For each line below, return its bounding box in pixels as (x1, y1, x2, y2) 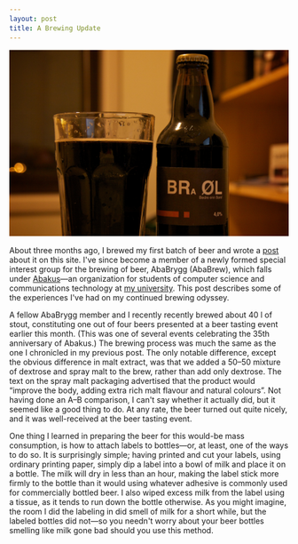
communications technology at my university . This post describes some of (9, 283, 282, 293)
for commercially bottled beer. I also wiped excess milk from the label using (9, 487, 286, 498)
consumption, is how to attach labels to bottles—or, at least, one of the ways (9, 440, 289, 451)
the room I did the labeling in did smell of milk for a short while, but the (9, 507, 267, 517)
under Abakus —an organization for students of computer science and (9, 274, 265, 284)
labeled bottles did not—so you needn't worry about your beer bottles (9, 516, 264, 526)
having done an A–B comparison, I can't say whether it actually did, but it (9, 395, 276, 405)
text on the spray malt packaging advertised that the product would (9, 376, 255, 387)
